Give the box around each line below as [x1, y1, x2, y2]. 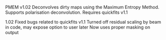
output [5, 30, 19, 35]
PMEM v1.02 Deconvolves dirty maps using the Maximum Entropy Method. [5, 4, 159, 10]
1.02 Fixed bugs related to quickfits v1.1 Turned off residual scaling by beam [5, 19, 161, 25]
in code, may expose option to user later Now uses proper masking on [5, 24, 150, 30]
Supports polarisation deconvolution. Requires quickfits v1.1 [5, 9, 128, 15]
